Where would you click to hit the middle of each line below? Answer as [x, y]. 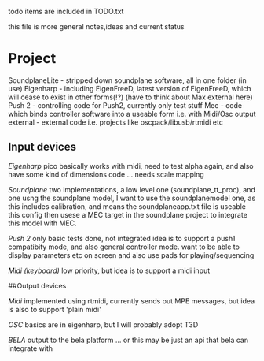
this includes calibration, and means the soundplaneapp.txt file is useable [127, 206]
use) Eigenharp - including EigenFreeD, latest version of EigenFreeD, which [130, 88]
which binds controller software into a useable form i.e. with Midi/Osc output [132, 114]
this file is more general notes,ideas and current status [96, 26]
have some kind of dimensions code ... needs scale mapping [106, 174]
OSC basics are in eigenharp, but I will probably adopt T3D [103, 324]
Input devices [42, 147]
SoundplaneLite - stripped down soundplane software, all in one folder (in [128, 80]
